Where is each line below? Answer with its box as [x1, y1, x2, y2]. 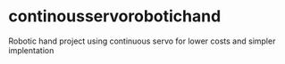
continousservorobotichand [8, 6, 222, 27]
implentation [8, 44, 54, 55]
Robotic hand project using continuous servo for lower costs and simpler [8, 36, 276, 46]
